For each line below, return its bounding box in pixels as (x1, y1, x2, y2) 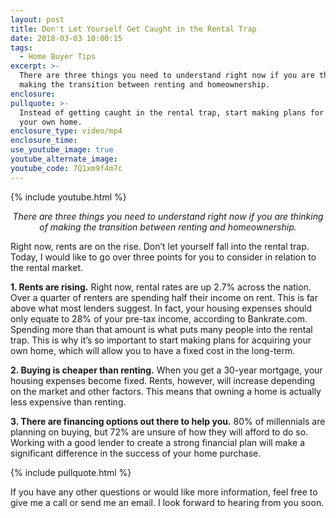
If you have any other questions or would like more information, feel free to (10, 486, 318, 498)
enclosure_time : (10, 136, 78, 146)
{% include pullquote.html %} (10, 466, 132, 478)
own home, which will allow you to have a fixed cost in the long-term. (10, 344, 296, 356)
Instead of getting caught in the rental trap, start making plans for (19, 107, 325, 118)
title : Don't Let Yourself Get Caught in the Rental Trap (10, 24, 257, 34)
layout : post (10, 14, 65, 25)
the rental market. (10, 261, 84, 273)
